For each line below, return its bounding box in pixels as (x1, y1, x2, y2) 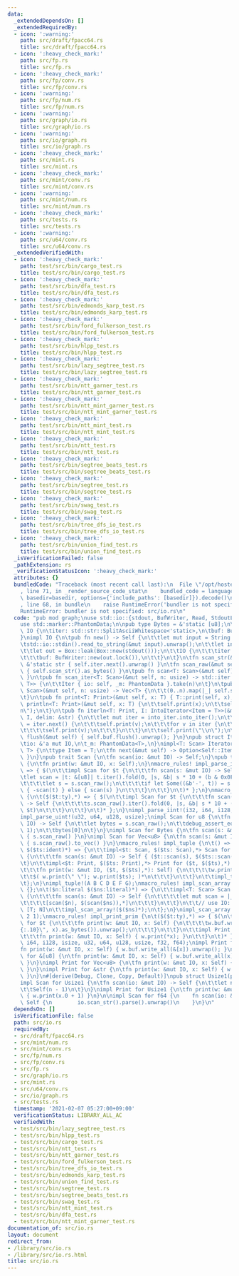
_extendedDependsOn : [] (14, 17, 84, 24)
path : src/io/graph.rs (20, 136, 87, 143)
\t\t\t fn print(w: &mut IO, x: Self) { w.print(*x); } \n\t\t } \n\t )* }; (20, 933, 237, 940)
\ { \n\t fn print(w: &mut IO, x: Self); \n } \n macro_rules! (20, 760, 193, 767)
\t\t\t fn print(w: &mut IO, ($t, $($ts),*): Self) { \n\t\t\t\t (20, 866, 212, 874)
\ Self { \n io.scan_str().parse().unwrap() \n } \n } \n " (20, 999, 215, 1006)
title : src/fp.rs (20, 64, 72, 71)
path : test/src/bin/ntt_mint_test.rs (20, 422, 132, 429)
